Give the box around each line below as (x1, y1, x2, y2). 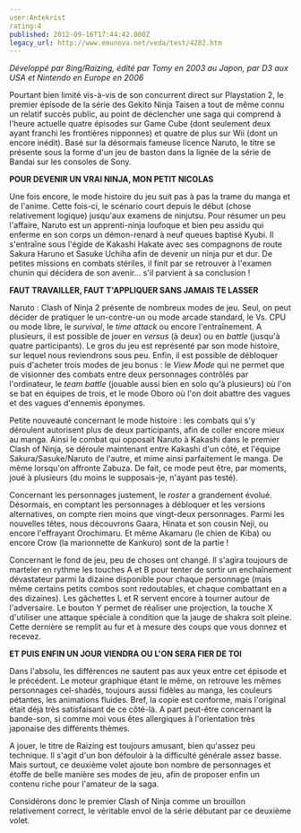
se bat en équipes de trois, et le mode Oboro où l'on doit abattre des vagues (9, 388, 291, 399)
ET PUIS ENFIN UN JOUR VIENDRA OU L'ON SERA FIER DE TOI (9, 648, 242, 660)
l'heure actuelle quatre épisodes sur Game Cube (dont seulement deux (9, 118, 271, 129)
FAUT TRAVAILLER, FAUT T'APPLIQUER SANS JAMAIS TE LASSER (9, 285, 259, 296)
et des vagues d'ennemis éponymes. (9, 398, 146, 408)
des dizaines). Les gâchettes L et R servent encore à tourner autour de (9, 593, 271, 604)
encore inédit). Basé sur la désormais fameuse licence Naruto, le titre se (9, 137, 276, 148)
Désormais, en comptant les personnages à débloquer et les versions (9, 499, 266, 510)
